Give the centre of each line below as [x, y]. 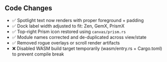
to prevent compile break [38, 54]
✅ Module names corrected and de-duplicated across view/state [79, 37]
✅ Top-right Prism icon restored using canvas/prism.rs [69, 31]
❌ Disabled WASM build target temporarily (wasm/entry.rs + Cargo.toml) [87, 48]
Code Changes [28, 8]
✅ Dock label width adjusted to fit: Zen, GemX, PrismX [68, 26]
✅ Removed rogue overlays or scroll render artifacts [66, 42]
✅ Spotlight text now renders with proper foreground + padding [78, 20]
